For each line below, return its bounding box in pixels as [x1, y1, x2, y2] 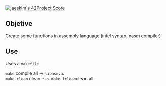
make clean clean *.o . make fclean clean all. [5, 75, 95, 81]
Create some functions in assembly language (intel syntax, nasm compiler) [5, 33, 161, 39]
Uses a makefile [5, 60, 39, 66]
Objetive [5, 19, 33, 28]
